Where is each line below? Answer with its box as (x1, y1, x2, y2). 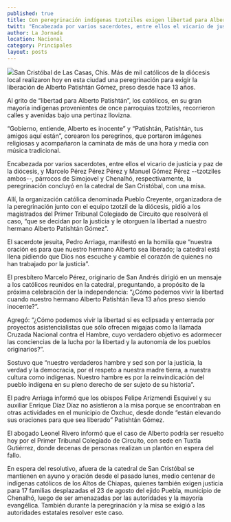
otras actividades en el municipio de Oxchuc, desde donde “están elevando (7, 408, 221, 416)
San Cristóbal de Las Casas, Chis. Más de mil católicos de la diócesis (14, 68, 210, 77)
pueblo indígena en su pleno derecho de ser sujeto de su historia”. (7, 380, 195, 388)
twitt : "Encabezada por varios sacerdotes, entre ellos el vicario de (7, 23, 214, 30)
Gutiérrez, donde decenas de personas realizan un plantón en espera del (7, 443, 214, 452)
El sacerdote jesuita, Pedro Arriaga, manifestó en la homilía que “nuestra (7, 237, 212, 245)
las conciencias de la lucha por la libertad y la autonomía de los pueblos (7, 337, 211, 345)
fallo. (7, 451, 22, 459)
